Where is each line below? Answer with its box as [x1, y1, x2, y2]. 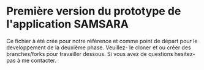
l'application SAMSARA [6, 17, 129, 31]
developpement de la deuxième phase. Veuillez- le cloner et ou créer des [6, 44, 191, 51]
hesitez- [174, 50, 195, 57]
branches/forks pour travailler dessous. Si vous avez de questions [6, 50, 173, 57]
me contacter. [21, 57, 57, 64]
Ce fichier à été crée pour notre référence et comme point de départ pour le [6, 37, 198, 44]
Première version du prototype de [6, 4, 181, 18]
